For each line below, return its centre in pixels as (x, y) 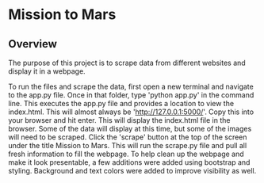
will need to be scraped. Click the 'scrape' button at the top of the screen (128, 137)
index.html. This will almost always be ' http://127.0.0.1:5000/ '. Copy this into (131, 112)
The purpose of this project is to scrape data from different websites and (127, 63)
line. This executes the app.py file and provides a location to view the (121, 103)
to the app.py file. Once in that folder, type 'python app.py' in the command (131, 95)
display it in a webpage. (47, 71)
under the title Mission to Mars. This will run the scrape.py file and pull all (128, 145)
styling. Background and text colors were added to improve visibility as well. (132, 171)
